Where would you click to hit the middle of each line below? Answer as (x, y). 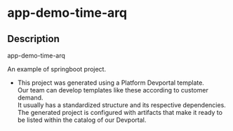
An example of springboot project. (57, 69)
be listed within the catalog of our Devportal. (82, 120)
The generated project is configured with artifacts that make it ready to (120, 112)
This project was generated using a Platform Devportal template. (111, 83)
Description (33, 39)
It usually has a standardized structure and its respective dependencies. (121, 105)
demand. (30, 97)
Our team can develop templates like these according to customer (113, 90)
